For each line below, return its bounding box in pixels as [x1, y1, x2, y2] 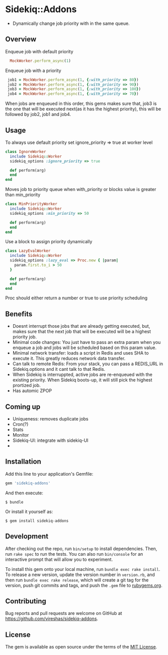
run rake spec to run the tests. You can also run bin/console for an [5, 551, 143, 557]
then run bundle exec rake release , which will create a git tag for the [5, 576, 149, 583]
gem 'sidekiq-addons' [5, 480, 51, 486]
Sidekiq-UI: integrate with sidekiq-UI [12, 437, 89, 444]
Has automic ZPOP [12, 388, 52, 394]
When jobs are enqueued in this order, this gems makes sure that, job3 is [5, 100, 157, 107]
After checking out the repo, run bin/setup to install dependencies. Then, [5, 546, 157, 552]
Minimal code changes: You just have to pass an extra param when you [12, 339, 161, 345]
